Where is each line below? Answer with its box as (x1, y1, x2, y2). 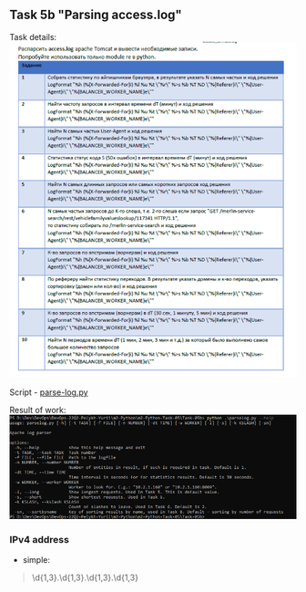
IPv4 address (9, 534, 70, 546)
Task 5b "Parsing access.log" (9, 7, 182, 23)
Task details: (9, 31, 57, 42)
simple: (22, 554, 50, 565)
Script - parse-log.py (9, 387, 88, 398)
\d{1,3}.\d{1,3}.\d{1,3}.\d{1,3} (31, 572, 139, 583)
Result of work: (9, 405, 66, 416)
